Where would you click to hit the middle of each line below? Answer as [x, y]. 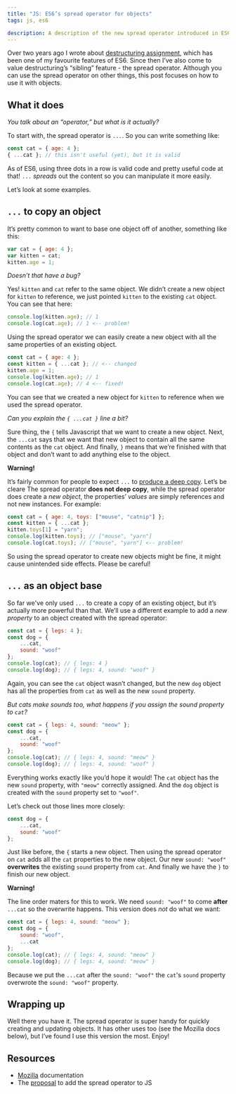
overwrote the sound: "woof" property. [63, 982]
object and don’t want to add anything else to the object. [89, 454]
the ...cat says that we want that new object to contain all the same [106, 439]
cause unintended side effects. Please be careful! [79, 564]
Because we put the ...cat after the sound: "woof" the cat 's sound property [117, 974]
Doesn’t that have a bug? [44, 276]
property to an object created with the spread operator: [87, 618]
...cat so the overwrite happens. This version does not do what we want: [114, 909]
